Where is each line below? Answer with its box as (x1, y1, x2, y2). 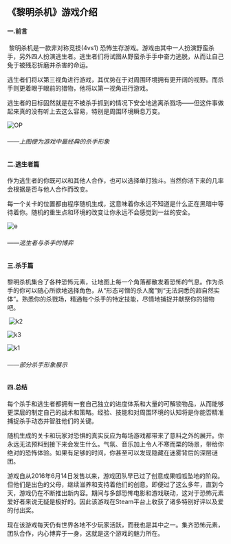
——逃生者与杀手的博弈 (7, 239, 74, 247)
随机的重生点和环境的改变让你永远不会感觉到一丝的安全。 (30, 208, 194, 216)
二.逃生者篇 (7, 160, 40, 168)
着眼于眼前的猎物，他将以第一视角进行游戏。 (25, 84, 152, 92)
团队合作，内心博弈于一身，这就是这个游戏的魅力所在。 (7, 530, 164, 538)
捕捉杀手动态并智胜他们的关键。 (7, 417, 98, 425)
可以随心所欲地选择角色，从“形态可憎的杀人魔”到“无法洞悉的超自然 (25, 286, 214, 295)
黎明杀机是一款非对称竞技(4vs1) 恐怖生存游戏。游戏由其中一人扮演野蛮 (8, 43, 209, 52)
